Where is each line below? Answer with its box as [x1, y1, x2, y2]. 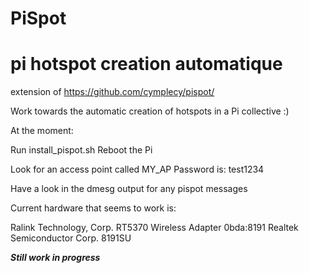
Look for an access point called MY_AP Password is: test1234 [10, 163, 265, 176]
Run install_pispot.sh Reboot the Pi [10, 144, 153, 156]
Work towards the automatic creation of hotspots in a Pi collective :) [10, 105, 290, 117]
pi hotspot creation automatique [10, 53, 283, 76]
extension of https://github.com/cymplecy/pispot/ [10, 86, 215, 98]
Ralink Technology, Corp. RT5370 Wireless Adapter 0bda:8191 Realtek [10, 222, 299, 234]
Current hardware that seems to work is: [10, 202, 177, 214]
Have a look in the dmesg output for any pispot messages [10, 183, 248, 195]
